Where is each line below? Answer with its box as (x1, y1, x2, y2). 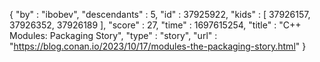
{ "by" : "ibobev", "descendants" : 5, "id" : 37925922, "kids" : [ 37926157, (9, 9, 311, 20)
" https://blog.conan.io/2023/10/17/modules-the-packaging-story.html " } (9, 40, 307, 52)
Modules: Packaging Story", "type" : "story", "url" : (9, 30, 218, 41)
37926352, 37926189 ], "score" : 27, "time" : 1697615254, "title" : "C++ (9, 19, 302, 31)
